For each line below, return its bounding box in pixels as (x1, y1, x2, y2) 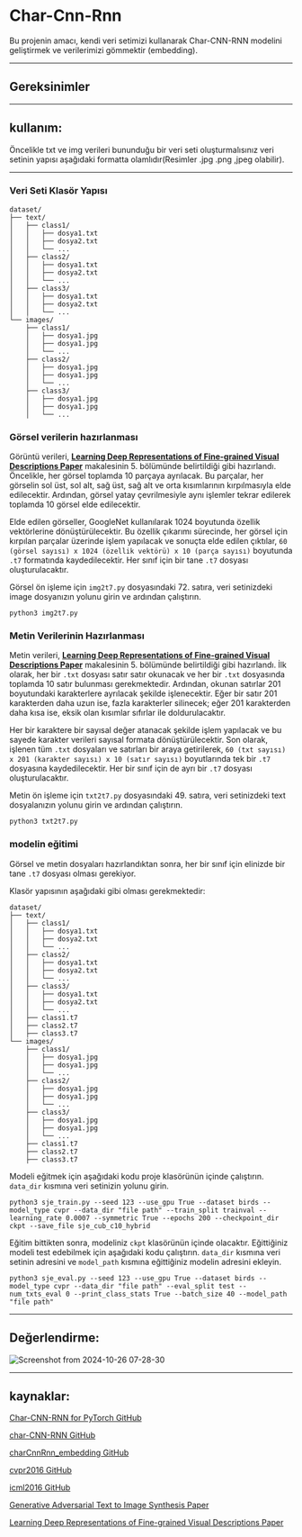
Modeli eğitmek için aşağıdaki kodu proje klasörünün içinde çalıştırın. (9, 1171, 264, 1181)
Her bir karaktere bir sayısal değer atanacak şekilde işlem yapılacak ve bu (9, 725, 282, 736)
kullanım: (9, 121, 63, 136)
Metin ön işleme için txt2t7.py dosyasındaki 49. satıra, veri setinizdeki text (9, 790, 286, 801)
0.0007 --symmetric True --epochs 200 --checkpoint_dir (66, 1213, 280, 1223)
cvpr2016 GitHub (9, 1465, 72, 1476)
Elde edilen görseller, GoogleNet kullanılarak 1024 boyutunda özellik (9, 517, 261, 528)
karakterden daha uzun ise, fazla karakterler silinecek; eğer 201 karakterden (9, 698, 290, 709)
